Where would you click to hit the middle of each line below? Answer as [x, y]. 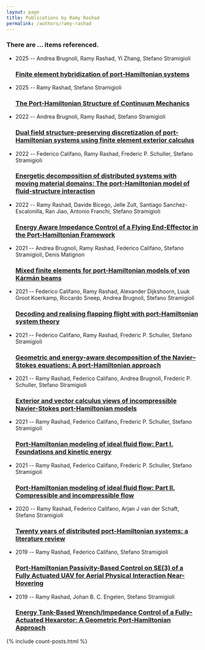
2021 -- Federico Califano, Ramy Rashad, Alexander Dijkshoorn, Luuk [102, 291]
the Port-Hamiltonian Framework [65, 235]
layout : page [23, 12]
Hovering [29, 583]
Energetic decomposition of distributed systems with [96, 176]
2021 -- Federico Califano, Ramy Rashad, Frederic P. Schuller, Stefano [103, 335]
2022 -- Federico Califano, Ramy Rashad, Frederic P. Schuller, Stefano [104, 153]
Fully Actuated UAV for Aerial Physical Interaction [91, 576]
